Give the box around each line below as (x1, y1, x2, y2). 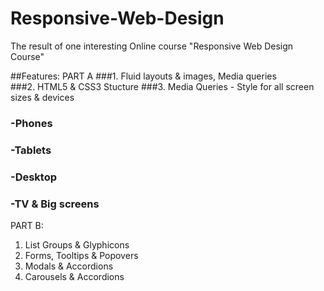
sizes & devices (10, 91, 75, 103)
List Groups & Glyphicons (24, 239, 130, 251)
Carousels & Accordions (24, 271, 125, 282)
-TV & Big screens (10, 197, 100, 211)
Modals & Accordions (24, 260, 114, 272)
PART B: (10, 220, 44, 231)
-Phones (10, 116, 53, 130)
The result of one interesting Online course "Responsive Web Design (10, 40, 294, 52)
